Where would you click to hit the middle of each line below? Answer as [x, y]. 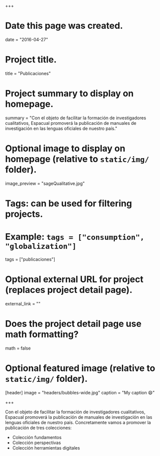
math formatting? [42, 334]
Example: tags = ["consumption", [75, 237]
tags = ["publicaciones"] [30, 259]
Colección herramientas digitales [46, 448]
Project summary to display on [70, 94]
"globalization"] [41, 246]
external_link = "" [23, 303]
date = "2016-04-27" [27, 39]
